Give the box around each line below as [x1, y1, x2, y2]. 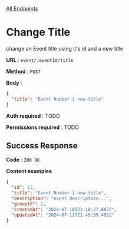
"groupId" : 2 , [11, 201, 46, 207]
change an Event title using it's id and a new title [6, 45, 124, 52]
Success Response [6, 141, 78, 151]
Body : [6, 79, 22, 86]
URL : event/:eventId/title [6, 56, 74, 64]
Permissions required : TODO [6, 124, 80, 131]
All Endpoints [6, 5, 38, 12]
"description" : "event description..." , [11, 195, 112, 201]
